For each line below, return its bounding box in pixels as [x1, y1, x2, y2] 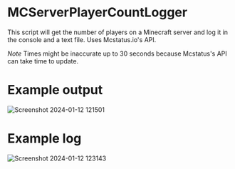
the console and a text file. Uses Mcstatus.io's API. [7, 35, 157, 43]
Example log [7, 130, 82, 147]
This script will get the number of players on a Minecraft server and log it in [7, 28, 229, 36]
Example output [7, 82, 103, 98]
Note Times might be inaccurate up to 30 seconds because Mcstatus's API [7, 49, 228, 58]
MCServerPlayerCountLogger [7, 4, 187, 21]
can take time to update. [7, 56, 79, 65]
